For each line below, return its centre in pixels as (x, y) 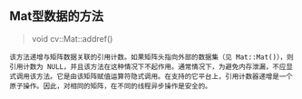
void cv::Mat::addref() (72, 38)
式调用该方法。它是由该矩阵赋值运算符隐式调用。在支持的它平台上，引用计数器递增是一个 (151, 76)
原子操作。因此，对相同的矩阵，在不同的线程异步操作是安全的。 (111, 86)
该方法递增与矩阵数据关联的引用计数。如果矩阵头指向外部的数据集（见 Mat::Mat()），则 (151, 57)
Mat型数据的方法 (57, 16)
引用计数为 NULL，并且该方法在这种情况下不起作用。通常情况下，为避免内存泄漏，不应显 (151, 66)
